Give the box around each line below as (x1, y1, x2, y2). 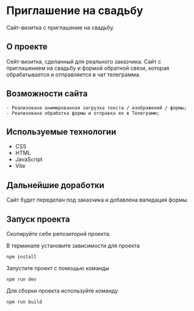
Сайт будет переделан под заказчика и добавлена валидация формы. (6, 196, 189, 203)
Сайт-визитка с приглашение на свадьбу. (6, 24, 115, 31)
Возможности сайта (6, 89, 88, 99)
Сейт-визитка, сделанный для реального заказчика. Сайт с (6, 57, 162, 65)
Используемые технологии (6, 126, 117, 137)
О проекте (6, 42, 48, 52)
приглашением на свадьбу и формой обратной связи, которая (6, 64, 170, 71)
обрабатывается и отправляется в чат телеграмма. (6, 71, 141, 78)
